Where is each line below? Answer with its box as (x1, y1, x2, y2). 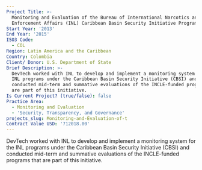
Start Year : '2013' (6, 25, 55, 32)
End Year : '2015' (6, 31, 50, 37)
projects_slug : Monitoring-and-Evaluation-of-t (6, 115, 128, 121)
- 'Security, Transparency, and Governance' (11, 110, 125, 116)
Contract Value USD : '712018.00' (6, 121, 90, 127)
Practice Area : (6, 98, 44, 104)
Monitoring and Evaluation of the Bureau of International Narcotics (11, 14, 189, 20)
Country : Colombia (6, 54, 52, 60)
